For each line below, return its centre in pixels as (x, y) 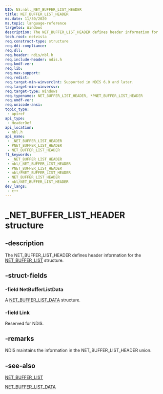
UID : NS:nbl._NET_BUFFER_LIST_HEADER (43, 10)
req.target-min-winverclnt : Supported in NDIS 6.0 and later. (70, 82)
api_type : (15, 118)
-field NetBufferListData (34, 289)
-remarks (20, 339)
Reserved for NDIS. (24, 323)
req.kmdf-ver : (20, 64)
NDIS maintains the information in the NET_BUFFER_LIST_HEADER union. (78, 350)
